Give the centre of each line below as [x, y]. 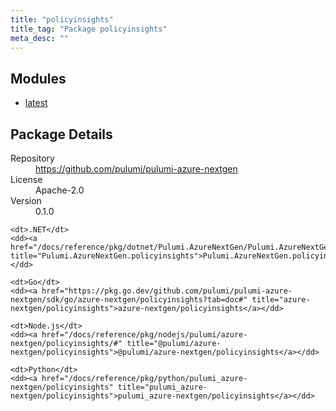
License [26, 179]
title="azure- [281, 300]
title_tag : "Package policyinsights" [89, 29]
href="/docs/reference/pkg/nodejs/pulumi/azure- [144, 335]
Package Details [61, 134]
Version [26, 200]
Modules [38, 78]
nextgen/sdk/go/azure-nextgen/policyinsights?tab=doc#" [129, 300]
